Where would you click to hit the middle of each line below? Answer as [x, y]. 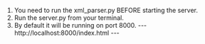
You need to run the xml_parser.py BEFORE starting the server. [106, 10]
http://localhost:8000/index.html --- [67, 33]
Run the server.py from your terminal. [69, 18]
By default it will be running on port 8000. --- [80, 25]
